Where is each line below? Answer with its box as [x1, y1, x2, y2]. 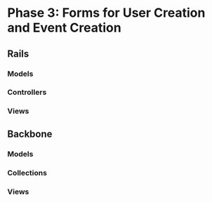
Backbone [7, 128, 53, 140]
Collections [7, 168, 48, 177]
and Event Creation [7, 20, 121, 36]
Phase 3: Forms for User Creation [7, 5, 206, 21]
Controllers [7, 88, 47, 97]
